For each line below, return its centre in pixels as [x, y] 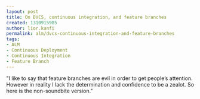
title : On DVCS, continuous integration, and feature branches [87, 17]
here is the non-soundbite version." [50, 91]
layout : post [22, 12]
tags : [13, 39]
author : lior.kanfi [30, 28]
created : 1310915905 [32, 23]
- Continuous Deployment [37, 50]
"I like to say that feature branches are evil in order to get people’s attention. [99, 78]
